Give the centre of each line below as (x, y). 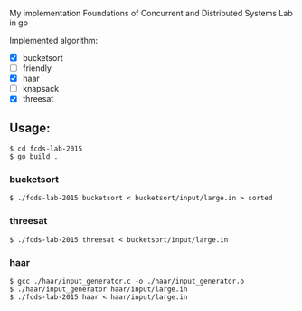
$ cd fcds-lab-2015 (46, 149)
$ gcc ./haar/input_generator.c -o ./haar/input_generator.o (127, 282)
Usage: (30, 127)
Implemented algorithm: (54, 40)
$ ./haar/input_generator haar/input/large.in (99, 289)
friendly (37, 68)
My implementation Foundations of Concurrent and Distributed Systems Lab (151, 13)
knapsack (41, 89)
